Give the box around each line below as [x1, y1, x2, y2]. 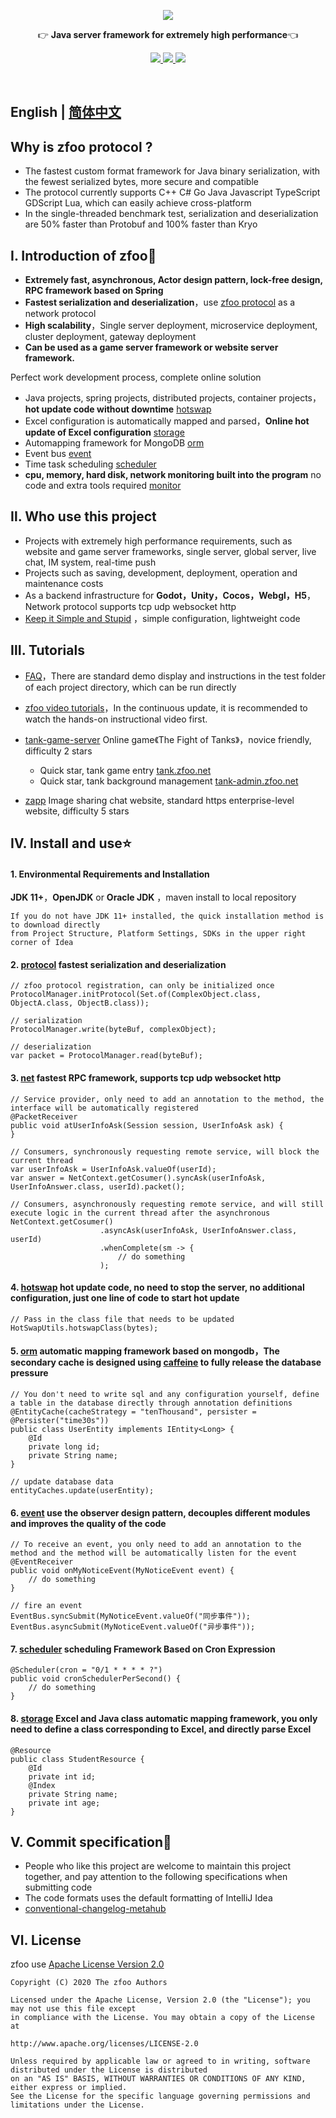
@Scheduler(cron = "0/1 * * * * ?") [10, 1665, 163, 1675]
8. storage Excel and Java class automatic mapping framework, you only [10, 1713, 318, 1725]
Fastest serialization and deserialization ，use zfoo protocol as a [24, 296, 296, 309]
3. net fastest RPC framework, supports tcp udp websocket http [10, 1072, 282, 1084]
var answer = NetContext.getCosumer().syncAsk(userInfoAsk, [10, 1173, 267, 1183]
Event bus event [24, 448, 92, 460]
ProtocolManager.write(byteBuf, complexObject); [10, 1025, 217, 1035]
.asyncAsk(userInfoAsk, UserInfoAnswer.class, [99, 1225, 298, 1235]
